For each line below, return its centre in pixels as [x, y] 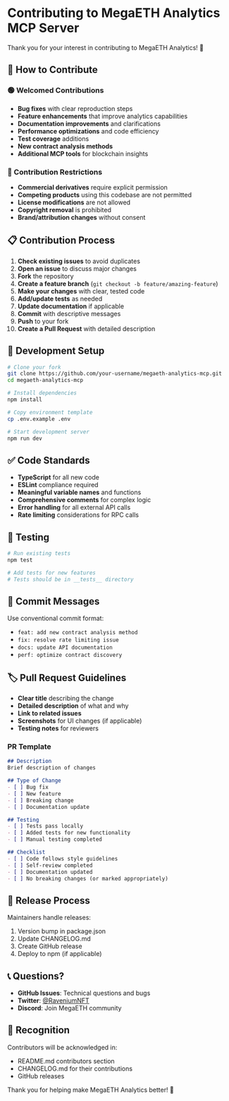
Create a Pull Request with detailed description [86, 328]
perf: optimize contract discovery [70, 656]
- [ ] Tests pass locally [45, 826]
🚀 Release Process [49, 901]
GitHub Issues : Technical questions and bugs [84, 993]
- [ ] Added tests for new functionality [69, 833]
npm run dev [25, 438]
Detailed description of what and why [73, 706]
